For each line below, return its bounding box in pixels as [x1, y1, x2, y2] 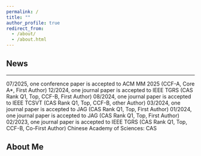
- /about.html [11, 36, 47, 42]
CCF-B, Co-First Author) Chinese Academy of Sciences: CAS [6, 124, 157, 131]
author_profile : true [6, 20, 60, 26]
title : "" [6, 14, 31, 20]
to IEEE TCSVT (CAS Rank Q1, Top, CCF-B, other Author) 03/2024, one [6, 99, 181, 106]
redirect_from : [6, 25, 44, 32]
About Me [6, 142, 44, 152]
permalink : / [6, 8, 39, 15]
